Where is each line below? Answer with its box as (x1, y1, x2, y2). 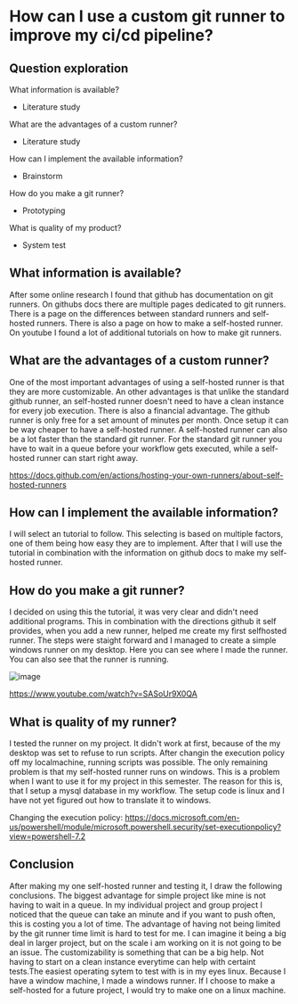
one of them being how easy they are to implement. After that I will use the (9, 538, 283, 549)
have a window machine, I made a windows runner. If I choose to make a (9, 975, 276, 986)
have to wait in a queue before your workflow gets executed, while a (9, 443, 260, 454)
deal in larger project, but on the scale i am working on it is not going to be (9, 937, 282, 948)
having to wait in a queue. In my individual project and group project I (9, 899, 262, 910)
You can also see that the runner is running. (9, 654, 169, 665)
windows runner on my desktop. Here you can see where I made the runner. (9, 645, 288, 655)
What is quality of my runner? (9, 714, 178, 729)
